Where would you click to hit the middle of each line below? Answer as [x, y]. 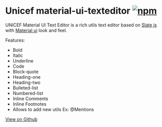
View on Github [21, 119]
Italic [18, 55]
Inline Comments [30, 99]
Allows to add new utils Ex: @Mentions [53, 109]
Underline [23, 60]
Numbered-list [28, 93]
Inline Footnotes [30, 104]
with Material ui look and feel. [36, 30]
